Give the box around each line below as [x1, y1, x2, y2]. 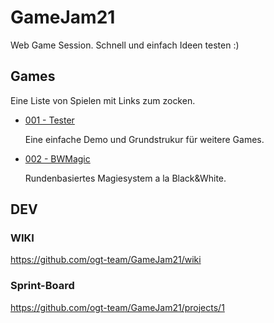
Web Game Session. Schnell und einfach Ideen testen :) [10, 39, 240, 51]
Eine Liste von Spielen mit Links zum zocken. [10, 94, 196, 106]
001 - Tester [24, 114, 75, 126]
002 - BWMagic [24, 152, 91, 165]
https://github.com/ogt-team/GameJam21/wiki [10, 254, 202, 266]
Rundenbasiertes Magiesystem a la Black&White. [24, 172, 227, 184]
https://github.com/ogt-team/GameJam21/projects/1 [10, 301, 225, 313]
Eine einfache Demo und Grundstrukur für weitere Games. [24, 133, 265, 145]
